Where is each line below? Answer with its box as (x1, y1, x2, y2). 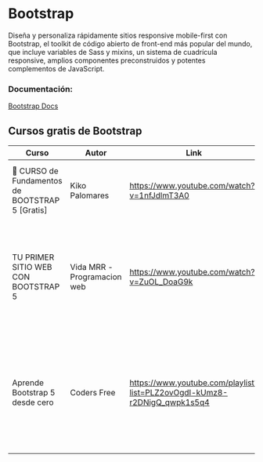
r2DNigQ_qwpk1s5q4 (128, 397, 210, 408)
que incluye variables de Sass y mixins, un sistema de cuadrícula (8, 47, 218, 56)
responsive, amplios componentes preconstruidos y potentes (8, 56, 206, 65)
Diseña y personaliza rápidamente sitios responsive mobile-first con (8, 31, 228, 40)
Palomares (70, 190, 110, 201)
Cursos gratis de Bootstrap (8, 124, 142, 137)
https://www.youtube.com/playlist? (128, 377, 259, 388)
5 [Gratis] (12, 205, 48, 216)
